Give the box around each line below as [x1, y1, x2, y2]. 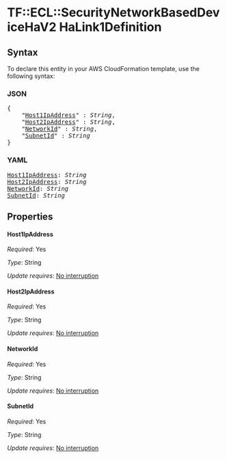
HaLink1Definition [59, 19, 162, 35]
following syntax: [7, 72, 55, 80]
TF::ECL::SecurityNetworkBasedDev [7, 5, 220, 21]
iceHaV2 [7, 19, 57, 35]
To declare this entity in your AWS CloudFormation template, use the [7, 65, 200, 73]
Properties [7, 211, 53, 222]
